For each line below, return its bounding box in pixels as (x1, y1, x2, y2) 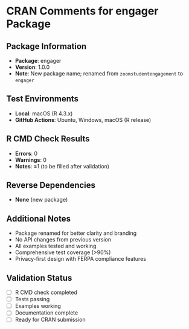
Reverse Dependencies (6, 180, 95, 191)
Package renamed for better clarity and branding (14, 229, 137, 237)
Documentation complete (14, 309, 78, 316)
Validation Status (6, 273, 72, 283)
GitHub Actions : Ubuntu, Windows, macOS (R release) (14, 116, 152, 123)
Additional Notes (6, 213, 71, 224)
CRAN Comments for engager (6, 4, 159, 18)
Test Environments (6, 94, 79, 104)
